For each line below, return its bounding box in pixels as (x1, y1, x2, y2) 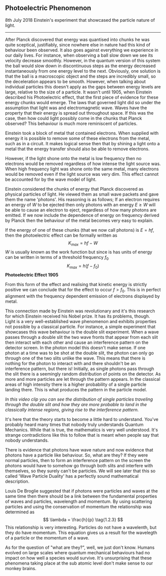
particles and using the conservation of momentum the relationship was (5, 504, 152, 509)
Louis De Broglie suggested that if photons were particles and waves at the (5, 488, 158, 494)
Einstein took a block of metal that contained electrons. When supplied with (5, 130, 159, 136)
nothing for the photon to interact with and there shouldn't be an (5, 361, 136, 366)
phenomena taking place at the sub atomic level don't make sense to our (5, 560, 153, 566)
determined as (5, 509, 35, 515)
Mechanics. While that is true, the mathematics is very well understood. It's (5, 427, 158, 433)
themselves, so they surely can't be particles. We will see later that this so (5, 468, 156, 474)
